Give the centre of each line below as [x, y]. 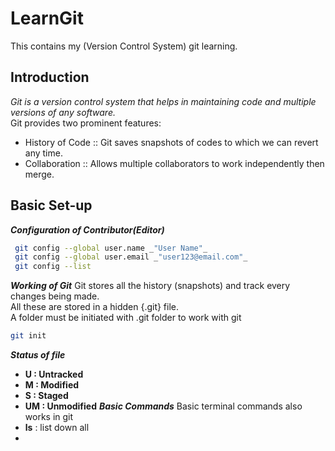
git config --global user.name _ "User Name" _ [111, 248]
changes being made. [55, 296]
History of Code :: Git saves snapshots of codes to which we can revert [171, 142]
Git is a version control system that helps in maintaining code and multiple [163, 101]
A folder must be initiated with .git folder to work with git [126, 318]
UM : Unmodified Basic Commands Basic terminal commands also [163, 406]
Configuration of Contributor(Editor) [87, 229]
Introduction [50, 77]
